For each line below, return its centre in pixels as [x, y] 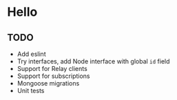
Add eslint [31, 54]
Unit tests [31, 91]
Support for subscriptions [54, 76]
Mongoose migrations [48, 83]
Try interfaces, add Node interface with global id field [93, 61]
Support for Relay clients [52, 69]
